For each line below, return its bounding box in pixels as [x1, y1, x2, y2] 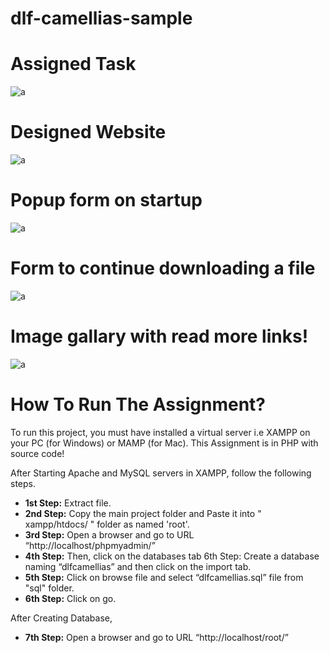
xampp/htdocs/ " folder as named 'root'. [24, 518, 190, 530]
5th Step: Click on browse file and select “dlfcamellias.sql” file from [24, 571, 304, 583]
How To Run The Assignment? [10, 393, 267, 416]
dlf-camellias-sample [10, 7, 193, 30]
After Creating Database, [10, 612, 113, 624]
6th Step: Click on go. [24, 592, 117, 604]
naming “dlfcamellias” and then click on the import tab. [24, 560, 252, 572]
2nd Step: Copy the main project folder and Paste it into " [24, 507, 262, 519]
